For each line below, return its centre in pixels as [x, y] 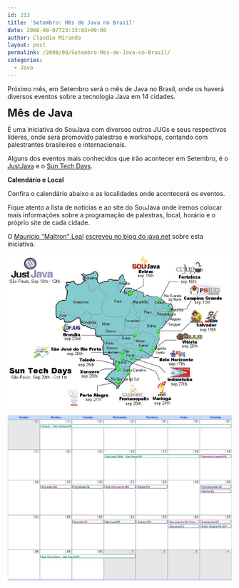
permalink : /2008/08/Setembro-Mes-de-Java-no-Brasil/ [89, 53]
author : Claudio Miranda [44, 38]
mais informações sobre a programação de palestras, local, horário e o [112, 215]
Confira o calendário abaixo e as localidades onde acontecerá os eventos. [116, 193]
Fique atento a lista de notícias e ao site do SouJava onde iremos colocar [115, 207]
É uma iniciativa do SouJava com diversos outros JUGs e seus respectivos [117, 129]
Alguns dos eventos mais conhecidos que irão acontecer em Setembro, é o [118, 158]
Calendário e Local [36, 180]
